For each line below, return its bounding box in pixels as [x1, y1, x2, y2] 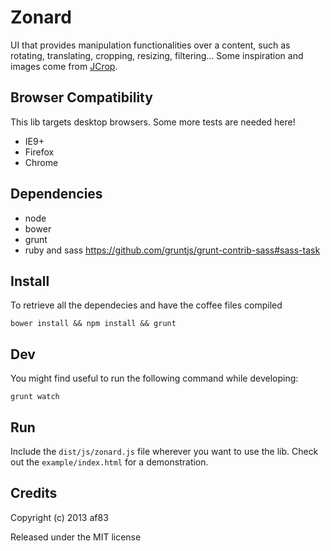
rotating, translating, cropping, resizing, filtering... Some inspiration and [10, 49, 304, 61]
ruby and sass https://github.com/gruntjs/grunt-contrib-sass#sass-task [24, 244, 321, 256]
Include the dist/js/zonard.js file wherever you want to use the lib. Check [10, 446, 319, 457]
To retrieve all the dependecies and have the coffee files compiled [10, 299, 283, 311]
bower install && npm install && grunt [10, 319, 177, 329]
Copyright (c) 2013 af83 [10, 511, 109, 523]
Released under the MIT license [10, 531, 142, 543]
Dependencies [10, 186, 103, 203]
